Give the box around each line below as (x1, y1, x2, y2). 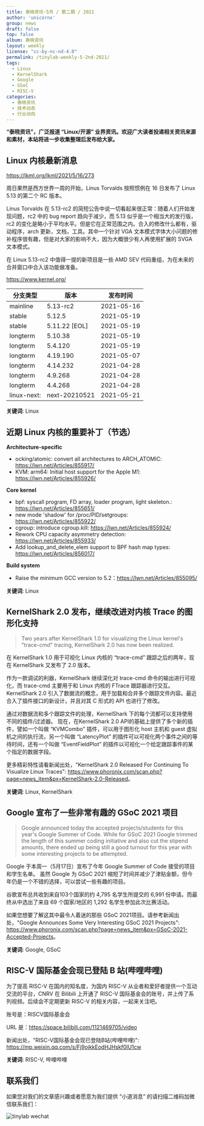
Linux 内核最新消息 (6, 155, 78, 166)
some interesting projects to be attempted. (21, 850, 128, 857)
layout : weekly (6, 43, 45, 49)
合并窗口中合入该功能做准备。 (6, 264, 81, 271)
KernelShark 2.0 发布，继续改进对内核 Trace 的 (6, 607, 185, 617)
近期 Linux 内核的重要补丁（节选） (6, 427, 135, 437)
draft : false (6, 26, 39, 32)
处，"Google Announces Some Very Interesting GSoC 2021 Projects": (6, 918, 180, 926)
